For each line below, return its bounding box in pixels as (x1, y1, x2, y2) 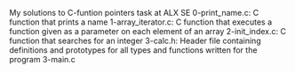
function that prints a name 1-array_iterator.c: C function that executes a (9, 17, 273, 27)
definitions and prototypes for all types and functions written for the (9, 45, 258, 55)
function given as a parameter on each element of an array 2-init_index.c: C (9, 26, 287, 36)
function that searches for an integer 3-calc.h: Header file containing (9, 35, 261, 46)
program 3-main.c (9, 55, 76, 64)
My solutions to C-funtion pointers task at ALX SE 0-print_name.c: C (9, 8, 259, 18)
